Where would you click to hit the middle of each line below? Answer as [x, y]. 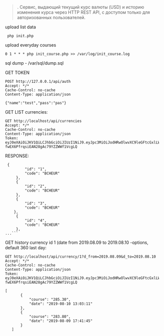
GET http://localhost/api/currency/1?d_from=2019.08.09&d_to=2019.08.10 [81, 257]
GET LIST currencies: [26, 112]
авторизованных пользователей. [51, 17]
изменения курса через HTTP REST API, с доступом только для [83, 12]
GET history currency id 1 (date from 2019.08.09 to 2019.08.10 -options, [77, 242]
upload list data [20, 27]
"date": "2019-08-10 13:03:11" [61, 304]
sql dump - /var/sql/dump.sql [34, 63]
